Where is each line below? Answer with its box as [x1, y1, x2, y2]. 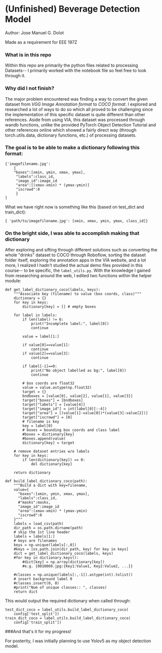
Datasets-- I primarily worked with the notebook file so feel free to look [5, 68, 147, 73]
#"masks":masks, [17, 500, 51, 505]
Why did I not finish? [5, 85, 55, 92]
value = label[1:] [22, 334, 59, 339]
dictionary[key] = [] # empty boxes [22, 304, 96, 309]
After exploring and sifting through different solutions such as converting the [5, 247, 158, 253]
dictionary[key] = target [22, 441, 75, 445]
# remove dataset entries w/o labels [14, 449, 90, 454]
